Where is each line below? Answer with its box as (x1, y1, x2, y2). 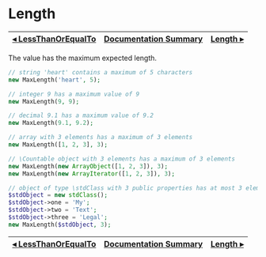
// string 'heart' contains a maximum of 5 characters (8, 68, 193, 76)
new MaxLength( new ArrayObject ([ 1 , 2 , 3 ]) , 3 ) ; (8, 162, 169, 170)
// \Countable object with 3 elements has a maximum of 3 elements (8, 155, 236, 163)
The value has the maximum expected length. (8, 53, 157, 62)
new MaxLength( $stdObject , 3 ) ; (8, 221, 112, 229)
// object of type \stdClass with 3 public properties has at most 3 (8, 183, 243, 192)
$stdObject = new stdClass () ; (8, 191, 108, 199)
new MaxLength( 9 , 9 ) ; (8, 97, 80, 105)
